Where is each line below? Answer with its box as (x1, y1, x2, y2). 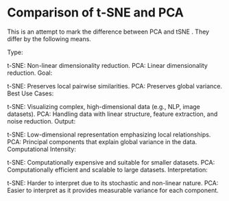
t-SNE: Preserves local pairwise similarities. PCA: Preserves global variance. (7, 82, 223, 90)
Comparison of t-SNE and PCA (7, 5, 184, 21)
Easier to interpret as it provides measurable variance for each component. (7, 186, 219, 194)
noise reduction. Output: (7, 117, 76, 125)
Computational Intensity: (7, 145, 77, 153)
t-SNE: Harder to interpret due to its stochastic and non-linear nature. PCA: (7, 178, 219, 187)
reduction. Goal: (7, 69, 53, 77)
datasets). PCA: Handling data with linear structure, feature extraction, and (7, 110, 218, 118)
